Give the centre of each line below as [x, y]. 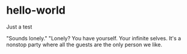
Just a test [19, 27]
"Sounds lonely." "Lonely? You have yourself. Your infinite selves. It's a [94, 38]
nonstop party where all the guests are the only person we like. [84, 45]
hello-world [36, 10]
